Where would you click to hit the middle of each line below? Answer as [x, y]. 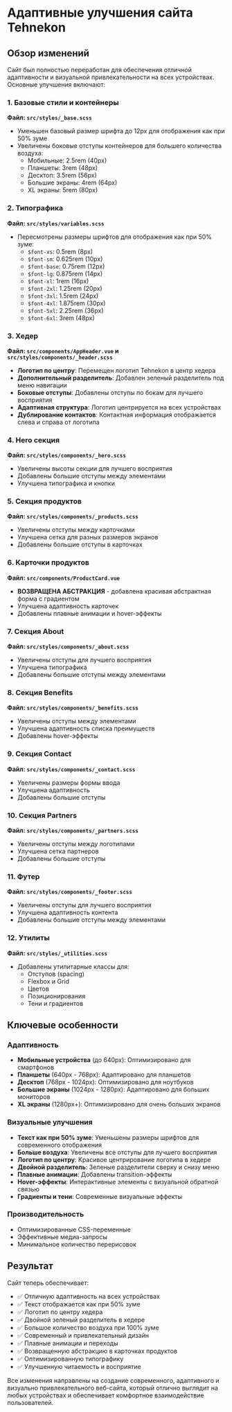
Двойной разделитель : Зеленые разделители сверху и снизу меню [118, 1167]
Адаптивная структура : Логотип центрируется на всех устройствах [119, 407]
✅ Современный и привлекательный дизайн [83, 1335]
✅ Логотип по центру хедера [60, 1312]
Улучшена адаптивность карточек [68, 606]
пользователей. [30, 1402]
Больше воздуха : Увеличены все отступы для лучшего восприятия [117, 1152]
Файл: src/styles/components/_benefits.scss [73, 708]
